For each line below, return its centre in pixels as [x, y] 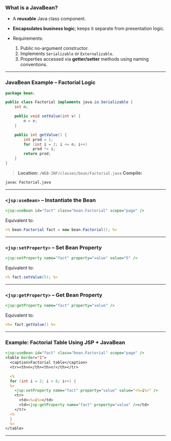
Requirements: [28, 38]
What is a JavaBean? [32, 8]
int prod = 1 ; [38, 140]
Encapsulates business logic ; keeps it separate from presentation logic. [89, 29]
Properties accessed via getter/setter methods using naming [84, 59]
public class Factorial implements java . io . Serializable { [69, 102]
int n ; [21, 107]
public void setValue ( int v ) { [48, 116]
